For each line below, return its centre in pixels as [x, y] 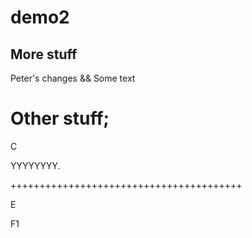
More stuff [44, 54]
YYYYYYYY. [35, 165]
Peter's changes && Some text [73, 78]
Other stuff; [60, 118]
